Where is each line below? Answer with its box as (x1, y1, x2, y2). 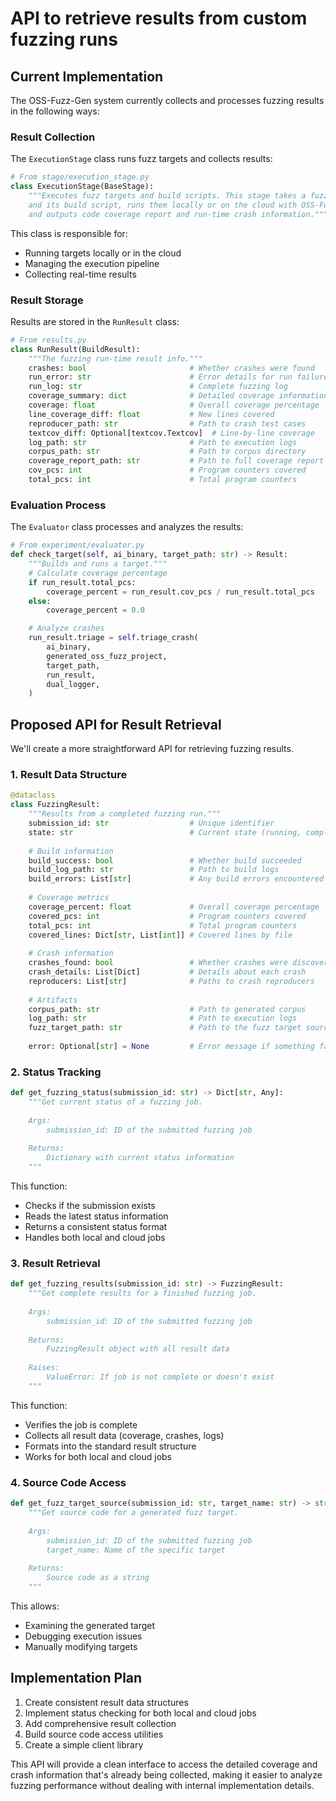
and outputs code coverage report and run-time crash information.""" (28, 209, 329, 219)
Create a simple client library (24, 1738, 144, 1751)
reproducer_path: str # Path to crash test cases (28, 418, 307, 429)
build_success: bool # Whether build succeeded (28, 855, 302, 866)
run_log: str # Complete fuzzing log (28, 382, 288, 392)
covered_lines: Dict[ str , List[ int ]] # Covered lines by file (28, 930, 293, 940)
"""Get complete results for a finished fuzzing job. (28, 1288, 257, 1299)
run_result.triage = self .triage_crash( (28, 633, 199, 643)
